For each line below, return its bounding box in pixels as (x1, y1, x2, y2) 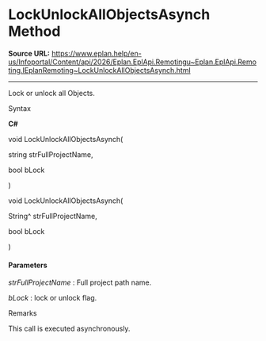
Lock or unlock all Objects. (8, 88, 95, 98)
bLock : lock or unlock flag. (8, 293, 97, 303)
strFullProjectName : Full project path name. (8, 278, 152, 287)
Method (8, 22, 61, 40)
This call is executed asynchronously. (8, 324, 131, 334)
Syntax (8, 103, 32, 113)
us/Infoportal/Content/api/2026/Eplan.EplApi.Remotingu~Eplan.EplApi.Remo (8, 57, 257, 67)
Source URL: (8, 48, 50, 58)
